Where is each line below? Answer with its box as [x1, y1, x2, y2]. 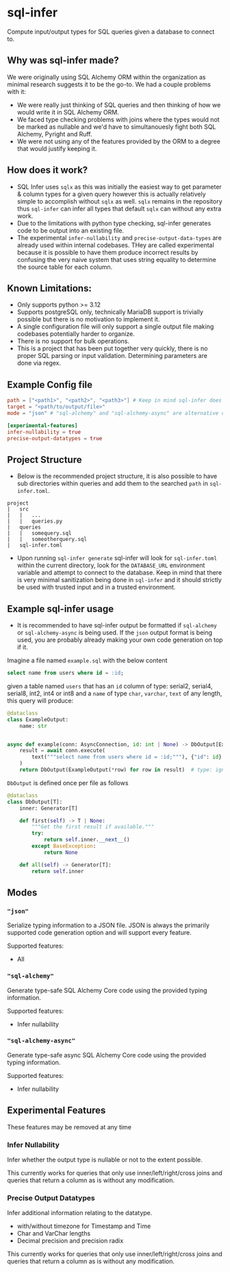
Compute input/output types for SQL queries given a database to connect [7, 27, 215, 36]
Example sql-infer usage [7, 603, 114, 614]
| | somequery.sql [7, 530, 72, 537]
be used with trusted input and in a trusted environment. [16, 583, 176, 591]
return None [43, 849, 78, 856]
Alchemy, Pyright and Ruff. [16, 130, 92, 138]
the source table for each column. [16, 263, 113, 271]
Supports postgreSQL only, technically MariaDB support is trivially [16, 308, 204, 316]
